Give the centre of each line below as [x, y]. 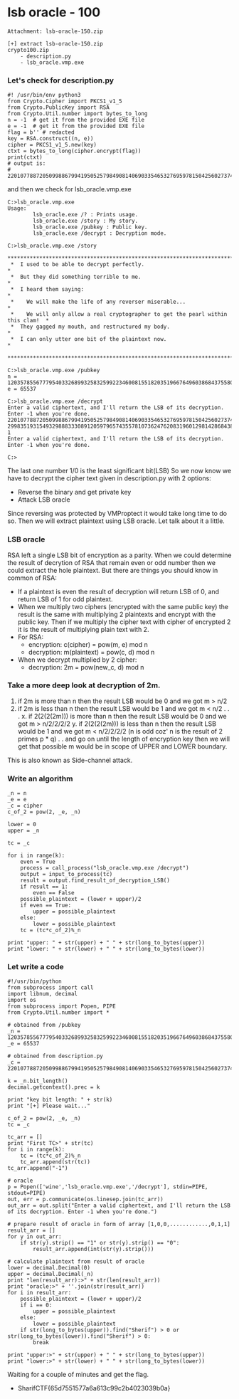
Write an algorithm [40, 778]
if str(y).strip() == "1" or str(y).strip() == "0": [100, 1243]
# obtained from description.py [55, 1056]
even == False [54, 893]
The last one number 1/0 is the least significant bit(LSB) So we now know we [119, 471]
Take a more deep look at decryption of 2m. [84, 685]
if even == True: [46, 906]
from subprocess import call [51, 988]
